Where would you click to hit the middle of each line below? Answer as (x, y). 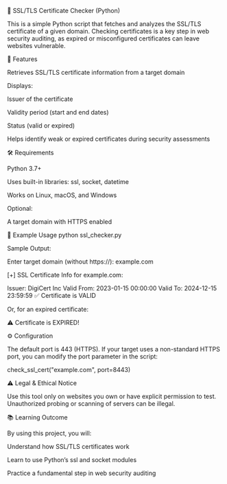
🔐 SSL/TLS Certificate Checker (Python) (64, 11)
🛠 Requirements (31, 152)
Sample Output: (29, 248)
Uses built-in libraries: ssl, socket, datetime (68, 182)
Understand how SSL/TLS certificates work (68, 447)
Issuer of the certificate (40, 99)
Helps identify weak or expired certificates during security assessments (109, 139)
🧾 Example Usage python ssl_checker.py (64, 235)
